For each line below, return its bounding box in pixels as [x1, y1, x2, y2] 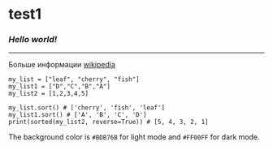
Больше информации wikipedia [8, 60, 116, 70]
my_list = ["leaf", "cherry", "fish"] [8, 75, 140, 84]
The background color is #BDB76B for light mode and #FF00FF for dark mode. [8, 132, 260, 142]
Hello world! [8, 34, 58, 45]
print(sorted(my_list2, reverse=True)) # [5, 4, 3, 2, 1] [8, 118, 209, 126]
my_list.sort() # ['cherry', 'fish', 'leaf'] [8, 104, 165, 112]
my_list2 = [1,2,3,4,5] [8, 90, 89, 98]
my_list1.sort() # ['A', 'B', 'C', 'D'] [8, 111, 148, 119]
